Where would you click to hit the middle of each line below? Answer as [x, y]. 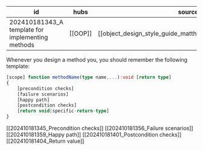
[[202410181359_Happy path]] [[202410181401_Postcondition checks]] [94, 135]
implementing [29, 37]
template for [27, 30]
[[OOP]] [81, 34]
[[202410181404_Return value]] [45, 141]
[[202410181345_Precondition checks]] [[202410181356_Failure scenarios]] [100, 128]
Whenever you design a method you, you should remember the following [97, 60]
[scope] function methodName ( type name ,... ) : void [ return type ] [89, 77]
